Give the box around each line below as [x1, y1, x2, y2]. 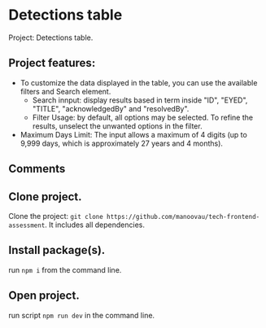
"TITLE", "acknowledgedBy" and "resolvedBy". [32, 103, 190, 113]
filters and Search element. [20, 86, 111, 96]
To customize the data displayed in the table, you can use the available [20, 77, 258, 87]
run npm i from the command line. [8, 265, 122, 274]
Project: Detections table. [8, 33, 94, 42]
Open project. [8, 289, 80, 303]
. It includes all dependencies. [44, 220, 145, 230]
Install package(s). [8, 243, 106, 257]
